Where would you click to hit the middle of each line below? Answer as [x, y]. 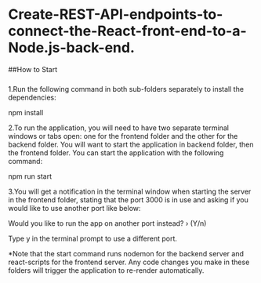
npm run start [30, 176]
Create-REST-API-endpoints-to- [116, 15]
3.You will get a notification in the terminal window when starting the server [130, 191]
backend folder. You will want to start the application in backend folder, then [131, 144]
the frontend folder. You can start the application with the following [116, 152]
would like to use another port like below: [74, 208]
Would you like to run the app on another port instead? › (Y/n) [107, 223]
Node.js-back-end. [72, 48]
